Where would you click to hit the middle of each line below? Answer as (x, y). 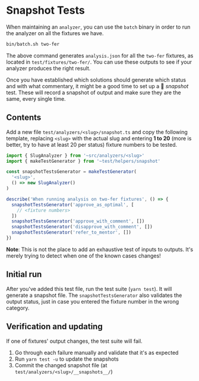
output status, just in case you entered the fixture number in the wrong (93, 301)
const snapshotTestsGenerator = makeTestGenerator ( (71, 172)
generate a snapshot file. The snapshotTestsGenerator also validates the (94, 295)
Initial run (24, 275)
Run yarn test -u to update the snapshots (67, 359)
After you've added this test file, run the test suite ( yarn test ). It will (89, 289)
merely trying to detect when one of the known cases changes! (84, 255)
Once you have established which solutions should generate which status (96, 80)
